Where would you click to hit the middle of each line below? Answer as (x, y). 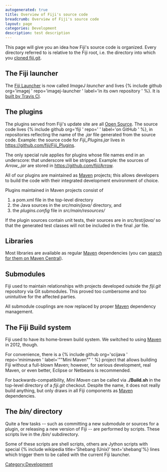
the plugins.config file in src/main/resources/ (59, 210)
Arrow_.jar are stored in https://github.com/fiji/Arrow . (59, 165)
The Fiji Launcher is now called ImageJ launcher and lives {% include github (83, 85)
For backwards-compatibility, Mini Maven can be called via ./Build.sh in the (83, 380)
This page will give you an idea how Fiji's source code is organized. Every (81, 47)
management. (19, 312)
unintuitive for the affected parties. (41, 297)
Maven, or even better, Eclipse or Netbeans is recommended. (68, 371)
